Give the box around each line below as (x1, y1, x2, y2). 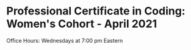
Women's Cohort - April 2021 (6, 17, 157, 31)
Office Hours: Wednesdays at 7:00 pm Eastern (6, 37, 123, 44)
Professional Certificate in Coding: (6, 4, 186, 18)
